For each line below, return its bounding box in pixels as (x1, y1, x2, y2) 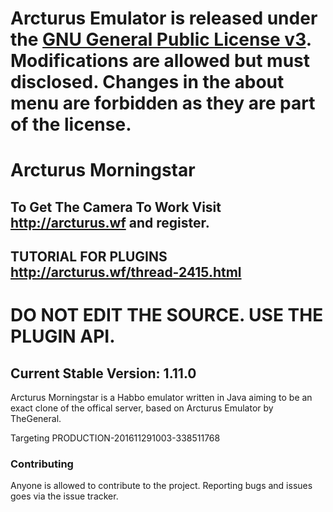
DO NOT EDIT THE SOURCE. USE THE (10, 304, 324, 327)
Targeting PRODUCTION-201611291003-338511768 (10, 432, 221, 444)
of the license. (10, 113, 132, 136)
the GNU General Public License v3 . (10, 28, 312, 51)
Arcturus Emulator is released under (10, 7, 318, 30)
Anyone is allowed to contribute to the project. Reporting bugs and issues (10, 480, 313, 492)
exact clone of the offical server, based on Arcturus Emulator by (10, 402, 274, 414)
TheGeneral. (10, 413, 62, 425)
